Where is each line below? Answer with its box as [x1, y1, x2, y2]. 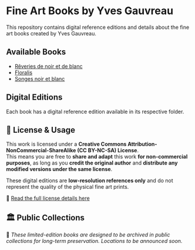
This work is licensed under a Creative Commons [6, 140, 127, 148]
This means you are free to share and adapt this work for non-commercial [6, 153, 188, 160]
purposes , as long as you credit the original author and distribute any [6, 159, 178, 166]
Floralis [14, 69, 33, 76]
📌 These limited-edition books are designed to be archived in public [6, 231, 170, 238]
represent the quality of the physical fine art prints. [6, 183, 129, 190]
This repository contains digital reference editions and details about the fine [6, 24, 190, 31]
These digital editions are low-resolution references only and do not [6, 177, 173, 184]
